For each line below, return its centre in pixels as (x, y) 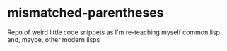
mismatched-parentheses (86, 13)
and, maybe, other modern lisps (54, 39)
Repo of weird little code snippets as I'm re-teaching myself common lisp (114, 32)
